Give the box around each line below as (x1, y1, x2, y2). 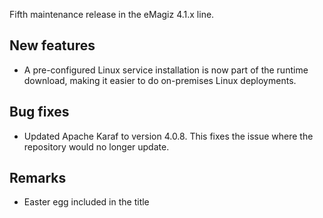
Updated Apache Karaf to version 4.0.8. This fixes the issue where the (23, 130, 314, 142)
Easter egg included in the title (23, 196, 150, 208)
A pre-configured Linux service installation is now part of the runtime (23, 64, 309, 76)
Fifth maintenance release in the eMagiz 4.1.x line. (9, 9, 215, 20)
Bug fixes (9, 104, 70, 121)
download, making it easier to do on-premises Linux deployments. (23, 74, 297, 86)
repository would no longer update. (23, 140, 170, 153)
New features (9, 37, 96, 54)
